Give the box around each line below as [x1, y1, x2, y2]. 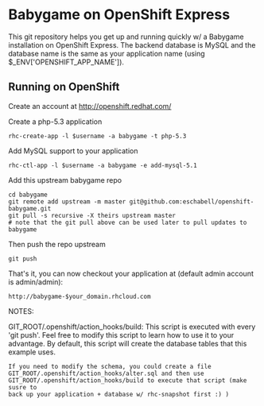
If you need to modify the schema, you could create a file [8, 362, 212, 370]
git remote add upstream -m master [8, 197, 126, 206]
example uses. [8, 347, 56, 357]
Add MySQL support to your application [8, 145, 138, 156]
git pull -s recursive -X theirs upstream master [8, 211, 177, 219]
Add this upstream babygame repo [8, 175, 122, 184]
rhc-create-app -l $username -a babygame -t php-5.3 [8, 132, 187, 140]
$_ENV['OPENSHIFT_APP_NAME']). [8, 57, 125, 67]
